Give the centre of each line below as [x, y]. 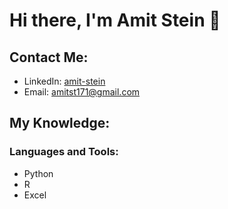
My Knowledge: [60, 123]
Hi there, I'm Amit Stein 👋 [115, 20]
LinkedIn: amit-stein [64, 81]
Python [38, 173]
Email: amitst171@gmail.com [82, 92]
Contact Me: [49, 57]
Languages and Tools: [64, 152]
